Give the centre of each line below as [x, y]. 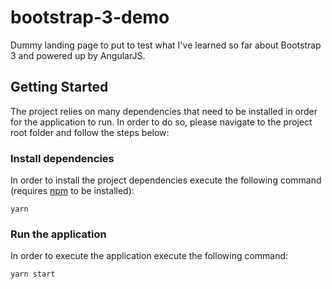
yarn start [33, 274]
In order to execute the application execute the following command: [149, 256]
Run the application [58, 234]
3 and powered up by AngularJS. [78, 55]
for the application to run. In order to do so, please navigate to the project [161, 122]
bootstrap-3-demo [90, 17]
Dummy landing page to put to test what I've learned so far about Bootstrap [166, 45]
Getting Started [59, 87]
